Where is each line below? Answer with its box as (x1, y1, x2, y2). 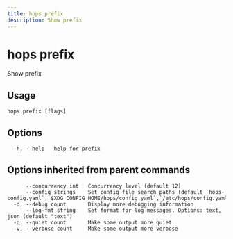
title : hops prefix (7, 10, 64, 17)
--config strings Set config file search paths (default (25, 188, 203, 195)
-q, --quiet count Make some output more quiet (13, 219, 172, 226)
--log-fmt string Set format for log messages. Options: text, (25, 206, 222, 214)
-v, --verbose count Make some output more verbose (13, 225, 178, 232)
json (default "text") (7, 213, 73, 220)
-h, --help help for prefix (13, 145, 101, 153)
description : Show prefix (7, 17, 82, 24)
